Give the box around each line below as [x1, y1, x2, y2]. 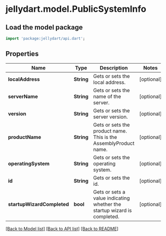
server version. [93, 113, 128, 120]
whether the [93, 201, 121, 207]
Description [100, 64, 128, 71]
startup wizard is [93, 207, 132, 214]
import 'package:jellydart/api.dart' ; [5, 36, 85, 41]
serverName [8, 93, 38, 100]
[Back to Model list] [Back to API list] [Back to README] [5, 226, 119, 232]
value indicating [93, 195, 130, 202]
